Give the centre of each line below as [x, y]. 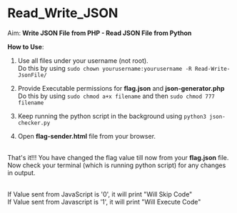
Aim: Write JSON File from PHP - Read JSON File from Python [100, 33]
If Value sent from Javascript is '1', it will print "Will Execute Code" [104, 202]
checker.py [34, 123]
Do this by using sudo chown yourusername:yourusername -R [105, 68]
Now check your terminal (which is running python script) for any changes [117, 165]
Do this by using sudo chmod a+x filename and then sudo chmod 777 [116, 96]
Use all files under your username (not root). [83, 60]
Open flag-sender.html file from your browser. [86, 136]
